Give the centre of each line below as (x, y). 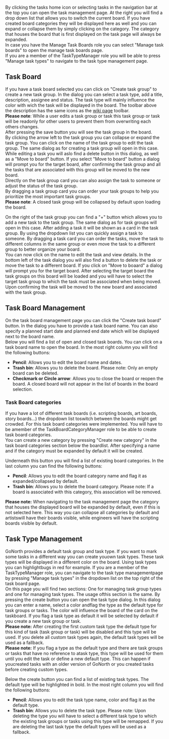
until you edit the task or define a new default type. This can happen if (78, 659)
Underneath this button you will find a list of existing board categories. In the (84, 460)
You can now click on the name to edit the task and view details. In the (78, 254)
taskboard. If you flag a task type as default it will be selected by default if (82, 616)
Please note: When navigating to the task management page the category (82, 501)
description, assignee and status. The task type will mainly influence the (80, 100)
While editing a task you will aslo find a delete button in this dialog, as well (82, 153)
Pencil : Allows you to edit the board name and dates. (67, 362)
